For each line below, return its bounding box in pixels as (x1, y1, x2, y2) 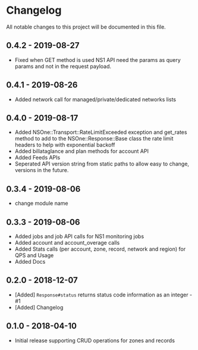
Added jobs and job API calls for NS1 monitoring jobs (14, 233, 144, 240)
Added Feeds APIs (14, 154, 61, 161)
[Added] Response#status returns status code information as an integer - (14, 291, 193, 298)
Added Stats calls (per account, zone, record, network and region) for (14, 245, 186, 252)
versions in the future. (14, 167, 69, 174)
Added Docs (14, 258, 46, 265)
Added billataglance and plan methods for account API (14, 148, 149, 155)
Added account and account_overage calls (14, 239, 120, 246)
